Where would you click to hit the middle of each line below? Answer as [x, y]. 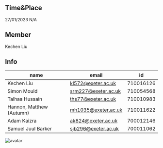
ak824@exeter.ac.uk [94, 121]
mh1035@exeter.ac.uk [96, 110]
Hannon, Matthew [28, 107]
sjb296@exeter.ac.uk [94, 129]
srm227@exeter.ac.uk [96, 91]
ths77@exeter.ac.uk [93, 99]
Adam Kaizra [22, 121]
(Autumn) [18, 113]
